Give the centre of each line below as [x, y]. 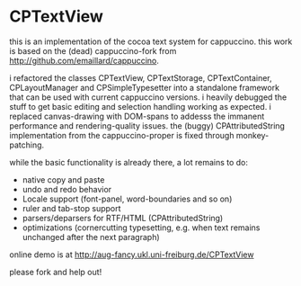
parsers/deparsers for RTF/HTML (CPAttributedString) [123, 218]
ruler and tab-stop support [71, 208]
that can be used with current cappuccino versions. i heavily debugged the [148, 97]
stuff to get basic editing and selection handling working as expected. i [141, 106]
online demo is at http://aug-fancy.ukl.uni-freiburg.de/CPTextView [132, 255]
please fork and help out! [56, 272]
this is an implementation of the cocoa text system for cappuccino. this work [151, 41]
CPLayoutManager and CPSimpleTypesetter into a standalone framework [145, 87]
